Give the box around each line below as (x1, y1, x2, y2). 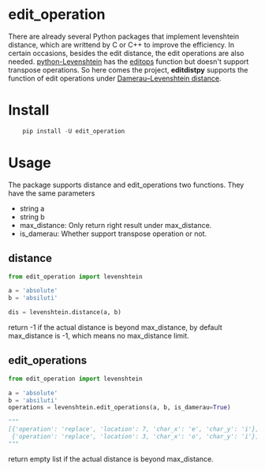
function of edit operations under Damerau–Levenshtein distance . (8, 73, 222, 83)
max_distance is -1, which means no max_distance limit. (8, 331, 189, 340)
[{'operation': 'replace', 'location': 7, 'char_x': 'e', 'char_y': (8, 425, 238, 433)
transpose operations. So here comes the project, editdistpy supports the (8, 65, 248, 74)
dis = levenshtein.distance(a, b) (8, 308, 122, 316)
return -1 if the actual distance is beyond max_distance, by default (8, 323, 222, 332)
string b (19, 211, 45, 222)
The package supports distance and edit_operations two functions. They (8, 180, 244, 189)
